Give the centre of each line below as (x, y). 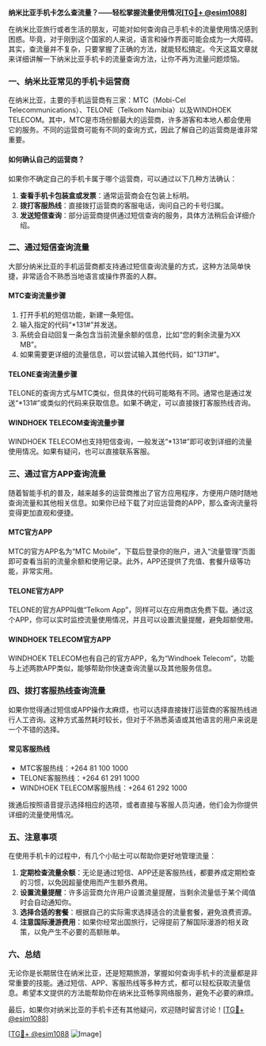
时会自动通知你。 (47, 903)
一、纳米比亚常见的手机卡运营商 (69, 81)
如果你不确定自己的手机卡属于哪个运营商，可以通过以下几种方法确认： (123, 178)
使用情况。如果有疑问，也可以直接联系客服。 (81, 451)
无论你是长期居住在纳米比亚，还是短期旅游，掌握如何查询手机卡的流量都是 (129, 973)
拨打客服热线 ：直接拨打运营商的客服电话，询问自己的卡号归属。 (123, 205)
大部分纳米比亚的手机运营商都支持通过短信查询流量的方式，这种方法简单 (126, 266)
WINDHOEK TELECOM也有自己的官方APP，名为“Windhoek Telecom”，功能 (131, 658)
